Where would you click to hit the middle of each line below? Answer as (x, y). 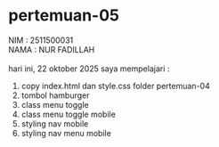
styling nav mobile (55, 123)
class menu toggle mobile (69, 114)
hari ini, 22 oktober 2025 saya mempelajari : (89, 69)
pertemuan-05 (64, 16)
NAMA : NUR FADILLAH (52, 49)
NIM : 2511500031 (41, 40)
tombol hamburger (55, 95)
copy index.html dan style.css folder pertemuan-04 (115, 86)
